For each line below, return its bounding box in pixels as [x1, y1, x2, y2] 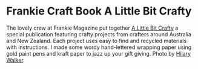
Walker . [6, 56, 25, 64]
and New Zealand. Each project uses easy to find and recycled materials [6, 37, 187, 44]
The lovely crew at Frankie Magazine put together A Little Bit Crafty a [6, 24, 179, 31]
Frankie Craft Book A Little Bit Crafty [6, 4, 192, 18]
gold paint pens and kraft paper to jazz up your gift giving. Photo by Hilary [6, 50, 191, 57]
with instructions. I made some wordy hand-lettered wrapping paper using [6, 44, 192, 51]
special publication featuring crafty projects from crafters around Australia [6, 30, 192, 38]
